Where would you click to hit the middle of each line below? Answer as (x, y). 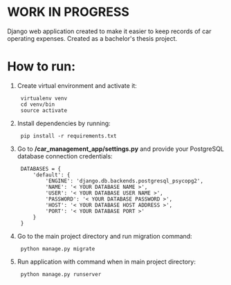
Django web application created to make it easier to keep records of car (109, 31)
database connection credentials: (65, 156)
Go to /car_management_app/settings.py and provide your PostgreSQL (121, 149)
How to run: (41, 67)
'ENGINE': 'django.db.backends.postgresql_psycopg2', (124, 181)
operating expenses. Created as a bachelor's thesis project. (92, 38)
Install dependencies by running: (64, 123)
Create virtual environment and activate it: (77, 85)
